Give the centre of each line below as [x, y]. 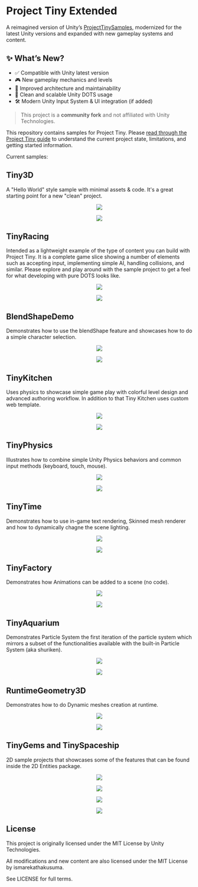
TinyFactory [29, 568]
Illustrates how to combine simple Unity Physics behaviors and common [94, 459]
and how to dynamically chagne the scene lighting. [68, 527]
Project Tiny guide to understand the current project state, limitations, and [96, 139]
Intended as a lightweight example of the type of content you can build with [98, 251]
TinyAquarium [33, 623]
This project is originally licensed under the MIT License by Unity [85, 843]
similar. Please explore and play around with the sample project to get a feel [98, 270]
